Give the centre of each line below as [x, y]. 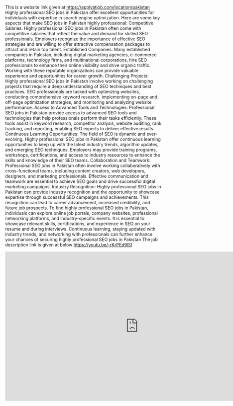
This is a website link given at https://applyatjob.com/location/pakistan [78, 7]
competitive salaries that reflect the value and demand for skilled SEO [77, 34]
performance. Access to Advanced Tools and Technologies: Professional [80, 107]
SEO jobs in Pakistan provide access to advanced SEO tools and [71, 113]
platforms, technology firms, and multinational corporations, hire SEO [76, 60]
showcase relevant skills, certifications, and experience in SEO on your [78, 224]
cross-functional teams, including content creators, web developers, [75, 171]
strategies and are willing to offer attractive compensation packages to [78, 44]
